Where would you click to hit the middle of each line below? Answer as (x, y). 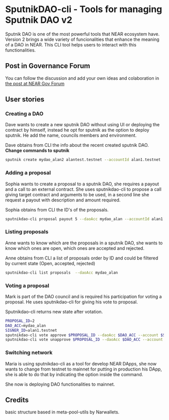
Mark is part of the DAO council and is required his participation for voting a (83, 296)
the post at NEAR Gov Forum (35, 83)
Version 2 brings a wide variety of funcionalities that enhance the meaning (82, 39)
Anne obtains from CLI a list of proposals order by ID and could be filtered (82, 258)
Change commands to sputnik (37, 150)
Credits (17, 400)
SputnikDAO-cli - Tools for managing (84, 9)
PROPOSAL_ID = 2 (20, 321)
